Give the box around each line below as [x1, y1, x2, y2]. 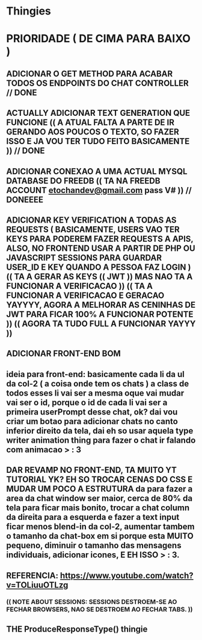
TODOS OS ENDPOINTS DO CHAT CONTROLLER [6, 78, 189, 88]
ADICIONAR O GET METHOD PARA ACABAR [6, 68, 173, 79]
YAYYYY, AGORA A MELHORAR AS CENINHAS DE [6, 300, 196, 310]
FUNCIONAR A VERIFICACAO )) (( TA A [6, 280, 153, 291]
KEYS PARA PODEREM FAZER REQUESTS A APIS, [6, 233, 194, 244]
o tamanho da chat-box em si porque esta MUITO [6, 531, 194, 541]
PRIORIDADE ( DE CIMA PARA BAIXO [6, 32, 191, 46]
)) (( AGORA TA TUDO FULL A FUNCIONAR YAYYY [6, 318, 196, 329]
